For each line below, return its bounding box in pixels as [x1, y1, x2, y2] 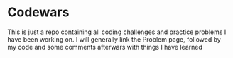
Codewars [7, 4, 70, 21]
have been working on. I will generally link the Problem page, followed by [7, 35, 222, 43]
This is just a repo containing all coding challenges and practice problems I [7, 28, 227, 36]
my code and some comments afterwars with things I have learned [7, 42, 202, 51]
